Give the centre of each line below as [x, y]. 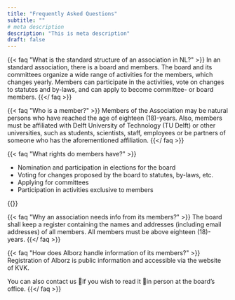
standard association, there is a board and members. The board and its [110, 67]
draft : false [26, 40]
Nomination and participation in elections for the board [96, 168]
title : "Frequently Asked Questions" [62, 14]
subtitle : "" [26, 20]
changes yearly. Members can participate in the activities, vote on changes [116, 82]
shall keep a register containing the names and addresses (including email [114, 224]
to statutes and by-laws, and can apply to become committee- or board [110, 90]
